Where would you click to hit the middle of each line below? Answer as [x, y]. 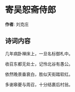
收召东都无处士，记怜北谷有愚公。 [39, 64]
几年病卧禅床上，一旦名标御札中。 [39, 53]
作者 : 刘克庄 [17, 24]
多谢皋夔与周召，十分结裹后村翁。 [39, 84]
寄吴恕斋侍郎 [31, 10]
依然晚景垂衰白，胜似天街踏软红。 [39, 74]
